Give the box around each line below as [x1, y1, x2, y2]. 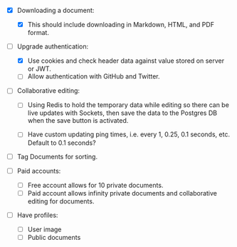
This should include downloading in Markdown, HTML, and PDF [27, 21, 215, 29]
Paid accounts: [16, 166, 61, 175]
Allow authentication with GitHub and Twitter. [27, 72, 161, 81]
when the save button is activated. [27, 116, 129, 125]
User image [27, 225, 62, 233]
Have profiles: [16, 211, 58, 219]
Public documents [27, 233, 81, 241]
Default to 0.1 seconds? [27, 138, 97, 147]
